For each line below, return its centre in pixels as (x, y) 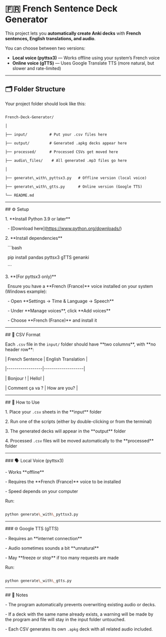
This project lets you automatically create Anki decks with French (73, 33)
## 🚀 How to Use (22, 402)
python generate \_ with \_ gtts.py (38, 581)
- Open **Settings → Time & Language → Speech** (61, 301)
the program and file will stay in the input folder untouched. (65, 619)
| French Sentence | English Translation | (46, 359)
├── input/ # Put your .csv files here (56, 135)
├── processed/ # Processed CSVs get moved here (62, 152)
